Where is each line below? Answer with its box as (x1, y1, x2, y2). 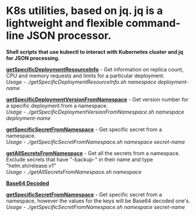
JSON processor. (26, 29, 111, 42)
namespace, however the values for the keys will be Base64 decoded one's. (6, 197, 191, 204)
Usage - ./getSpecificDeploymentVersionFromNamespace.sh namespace (6, 108, 185, 115)
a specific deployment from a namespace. (6, 102, 109, 109)
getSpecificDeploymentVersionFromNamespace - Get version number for (6, 95, 189, 103)
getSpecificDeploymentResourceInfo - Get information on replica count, (6, 66, 184, 73)
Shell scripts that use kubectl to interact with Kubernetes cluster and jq (6, 48, 184, 55)
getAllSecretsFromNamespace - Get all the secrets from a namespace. (6, 149, 180, 156)
